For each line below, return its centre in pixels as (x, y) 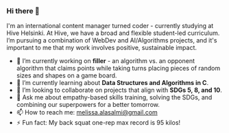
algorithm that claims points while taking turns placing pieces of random (118, 69)
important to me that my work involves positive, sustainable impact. (101, 48)
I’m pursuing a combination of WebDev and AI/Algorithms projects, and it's (112, 40)
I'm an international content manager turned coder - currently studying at (110, 26)
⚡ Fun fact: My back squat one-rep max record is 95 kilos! (98, 123)
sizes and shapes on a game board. (67, 75)
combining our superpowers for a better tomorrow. (88, 105)
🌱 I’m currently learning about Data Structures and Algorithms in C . (112, 83)
